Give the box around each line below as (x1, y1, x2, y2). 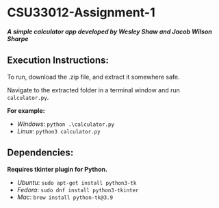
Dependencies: (7, 147, 74, 159)
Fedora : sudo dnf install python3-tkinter (16, 185, 139, 194)
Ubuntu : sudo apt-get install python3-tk (16, 178, 137, 186)
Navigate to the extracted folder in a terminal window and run (7, 86, 180, 94)
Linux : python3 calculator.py (16, 127, 101, 135)
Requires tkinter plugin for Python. (7, 165, 108, 173)
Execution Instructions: (7, 55, 109, 66)
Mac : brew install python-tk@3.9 (16, 193, 114, 201)
